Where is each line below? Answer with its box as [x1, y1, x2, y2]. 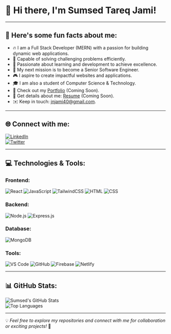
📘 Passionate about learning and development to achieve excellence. [12, 61, 158, 67]
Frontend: [5, 177, 31, 184]
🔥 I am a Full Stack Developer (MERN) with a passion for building [12, 44, 149, 50]
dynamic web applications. [12, 50, 69, 57]
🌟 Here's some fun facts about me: [5, 31, 118, 40]
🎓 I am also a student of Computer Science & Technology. [12, 80, 136, 86]
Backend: [5, 201, 30, 208]
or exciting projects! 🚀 [5, 323, 51, 329]
